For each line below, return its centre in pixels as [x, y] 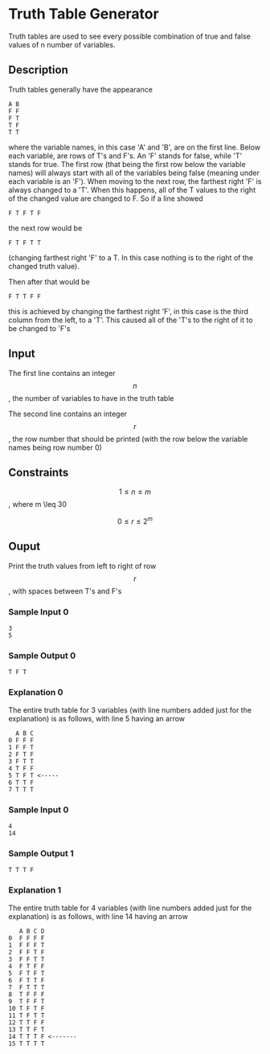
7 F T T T [27, 987]
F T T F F [25, 296]
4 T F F [21, 768]
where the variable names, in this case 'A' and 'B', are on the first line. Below [135, 147]
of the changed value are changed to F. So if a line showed [106, 198]
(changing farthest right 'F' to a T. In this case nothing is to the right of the [131, 257]
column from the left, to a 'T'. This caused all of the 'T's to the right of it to [131, 320]
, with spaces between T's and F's [65, 590]
